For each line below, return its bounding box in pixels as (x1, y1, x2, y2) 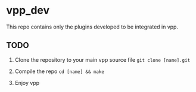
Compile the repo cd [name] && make (14, 68, 104, 75)
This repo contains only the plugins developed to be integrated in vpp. (6, 23, 179, 30)
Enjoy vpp (14, 79, 40, 86)
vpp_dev (6, 4, 50, 17)
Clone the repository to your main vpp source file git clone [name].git (14, 56, 191, 63)
